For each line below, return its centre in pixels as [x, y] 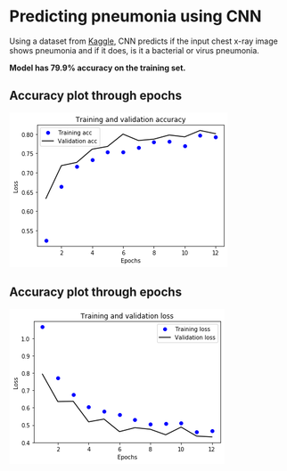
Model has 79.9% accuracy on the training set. [98, 68]
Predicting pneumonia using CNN [135, 16]
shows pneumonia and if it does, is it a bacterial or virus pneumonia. [135, 50]
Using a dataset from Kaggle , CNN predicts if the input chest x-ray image [143, 41]
